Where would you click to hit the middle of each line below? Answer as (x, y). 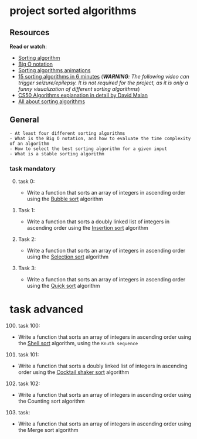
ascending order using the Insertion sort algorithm (87, 228)
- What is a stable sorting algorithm (57, 154)
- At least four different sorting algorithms (67, 133)
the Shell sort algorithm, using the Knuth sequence (78, 343)
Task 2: (27, 239)
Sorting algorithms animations (54, 70)
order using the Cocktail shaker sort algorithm (74, 372)
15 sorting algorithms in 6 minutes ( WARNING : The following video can (103, 76)
